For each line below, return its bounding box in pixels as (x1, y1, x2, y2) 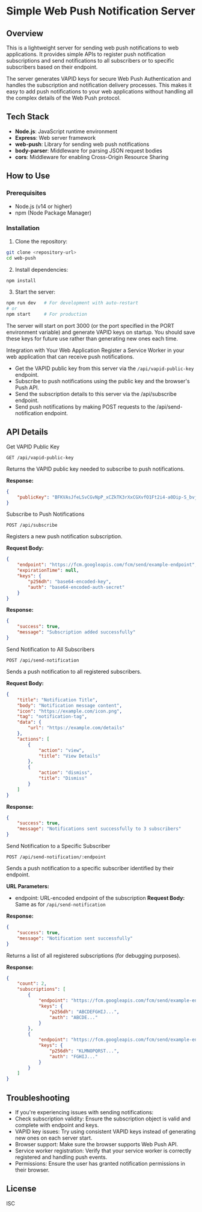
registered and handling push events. (14, 1154, 108, 1161)
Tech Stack (6, 111, 49, 122)
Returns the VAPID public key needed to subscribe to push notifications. (6, 465, 185, 473)
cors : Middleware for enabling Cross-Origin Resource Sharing (14, 153, 169, 160)
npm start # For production (6, 312, 87, 318)
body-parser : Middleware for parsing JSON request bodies (14, 146, 162, 154)
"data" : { (17, 719, 42, 726)
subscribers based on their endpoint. (6, 63, 98, 71)
